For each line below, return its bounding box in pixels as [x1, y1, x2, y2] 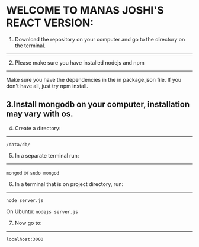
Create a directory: [14, 124, 61, 131]
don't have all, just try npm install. [6, 82, 89, 89]
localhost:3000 [6, 236, 44, 242]
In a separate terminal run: [14, 152, 79, 159]
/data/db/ [6, 142, 31, 147]
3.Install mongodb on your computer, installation [6, 100, 190, 110]
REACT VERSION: [6, 16, 94, 30]
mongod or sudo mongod [6, 169, 60, 176]
